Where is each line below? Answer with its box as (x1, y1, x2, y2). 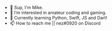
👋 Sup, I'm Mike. (9, 5, 44, 10)
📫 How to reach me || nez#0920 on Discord (9, 20, 101, 26)
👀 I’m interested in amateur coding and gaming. (9, 10, 107, 15)
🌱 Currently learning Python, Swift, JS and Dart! (9, 15, 108, 20)
